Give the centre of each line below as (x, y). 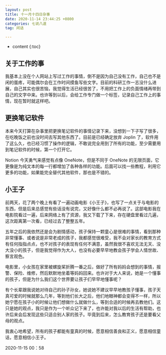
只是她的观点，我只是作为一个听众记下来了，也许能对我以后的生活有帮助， (81, 308)
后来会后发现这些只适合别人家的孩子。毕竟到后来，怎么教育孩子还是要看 (83, 314)
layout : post (19, 10)
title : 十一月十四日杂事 (28, 14)
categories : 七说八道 (26, 24)
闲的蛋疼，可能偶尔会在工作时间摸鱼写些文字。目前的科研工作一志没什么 (79, 82)
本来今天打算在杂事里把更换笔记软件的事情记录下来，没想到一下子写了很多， (83, 131)
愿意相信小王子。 (31, 337)
